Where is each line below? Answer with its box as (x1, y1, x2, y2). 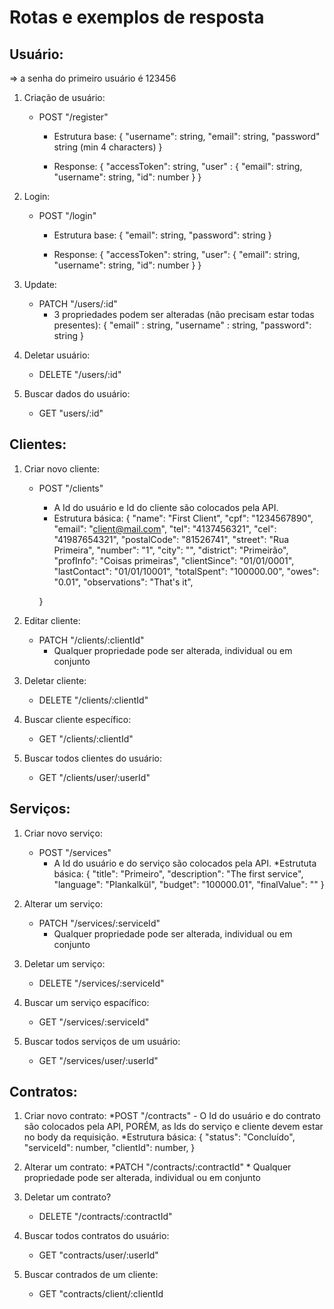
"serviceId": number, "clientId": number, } (23, 1142, 196, 1154)
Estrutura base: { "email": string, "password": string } (53, 229, 272, 241)
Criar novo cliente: (23, 462, 101, 475)
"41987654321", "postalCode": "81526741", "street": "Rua (53, 533, 290, 545)
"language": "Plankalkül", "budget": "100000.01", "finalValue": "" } (53, 878, 325, 890)
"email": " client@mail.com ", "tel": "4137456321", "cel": (53, 522, 277, 535)
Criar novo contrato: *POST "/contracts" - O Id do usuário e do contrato (23, 1110, 321, 1122)
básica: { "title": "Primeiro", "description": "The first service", (53, 867, 304, 880)
